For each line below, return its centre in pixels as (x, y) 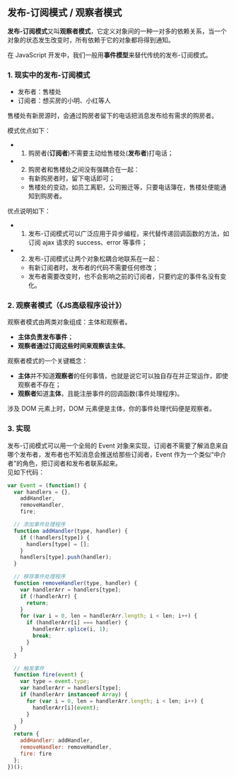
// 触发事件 (29, 668)
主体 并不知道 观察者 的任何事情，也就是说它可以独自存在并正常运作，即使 (123, 376)
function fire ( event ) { (48, 675)
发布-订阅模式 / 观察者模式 (65, 13)
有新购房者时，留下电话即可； (71, 178)
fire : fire (36, 754)
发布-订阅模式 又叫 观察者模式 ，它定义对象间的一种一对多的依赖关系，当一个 (117, 31)
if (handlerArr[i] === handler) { (77, 623)
